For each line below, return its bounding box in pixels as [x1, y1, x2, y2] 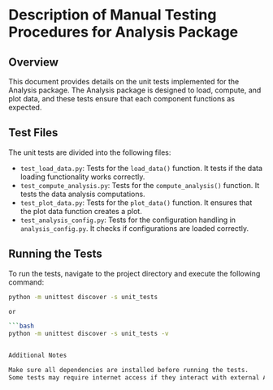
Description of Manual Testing [8, 6, 217, 24]
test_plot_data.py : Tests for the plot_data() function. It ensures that [19, 197, 253, 208]
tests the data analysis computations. [19, 189, 145, 199]
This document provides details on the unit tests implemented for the [8, 77, 240, 86]
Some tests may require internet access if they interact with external [8, 373, 260, 382]
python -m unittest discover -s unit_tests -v [8, 330, 169, 338]
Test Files [8, 126, 58, 139]
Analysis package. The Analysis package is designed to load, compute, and [8, 85, 262, 95]
